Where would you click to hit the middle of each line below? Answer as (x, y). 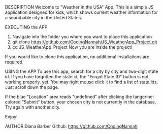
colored (13, 102)
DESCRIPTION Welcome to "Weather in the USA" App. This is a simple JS (79, 7)
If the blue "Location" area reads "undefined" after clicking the (69, 97)
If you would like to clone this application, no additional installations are (77, 57)
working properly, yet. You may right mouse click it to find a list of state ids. (81, 82)
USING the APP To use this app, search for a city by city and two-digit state (82, 71)
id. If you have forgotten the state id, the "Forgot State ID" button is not (77, 77)
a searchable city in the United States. (44, 17)
